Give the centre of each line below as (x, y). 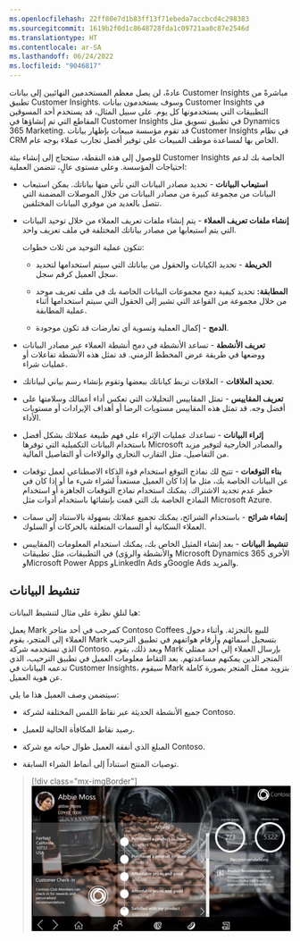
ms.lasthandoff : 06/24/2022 (62, 57)
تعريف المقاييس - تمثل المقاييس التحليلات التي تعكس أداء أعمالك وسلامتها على (153, 399)
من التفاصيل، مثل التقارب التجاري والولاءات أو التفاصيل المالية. (125, 454)
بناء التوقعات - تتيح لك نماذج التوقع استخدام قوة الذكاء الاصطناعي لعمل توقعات (152, 471)
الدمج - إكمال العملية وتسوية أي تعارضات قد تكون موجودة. (132, 328)
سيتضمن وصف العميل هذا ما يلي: (64, 694)
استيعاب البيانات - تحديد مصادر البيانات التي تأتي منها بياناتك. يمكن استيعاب (145, 184)
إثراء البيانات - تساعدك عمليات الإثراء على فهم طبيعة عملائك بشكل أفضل (143, 435)
